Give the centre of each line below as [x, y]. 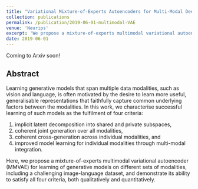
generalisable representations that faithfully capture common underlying [94, 100]
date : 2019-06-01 [27, 39]
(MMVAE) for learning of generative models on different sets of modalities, [97, 167]
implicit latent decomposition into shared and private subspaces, [93, 124]
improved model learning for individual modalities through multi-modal [100, 143]
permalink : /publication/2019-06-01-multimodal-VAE [71, 22]
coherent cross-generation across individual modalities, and [88, 137]
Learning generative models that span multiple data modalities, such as [93, 88]
